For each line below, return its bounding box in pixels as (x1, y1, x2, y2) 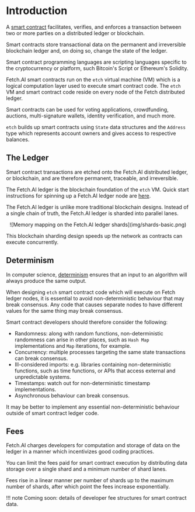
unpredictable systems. (14, 373, 71, 380)
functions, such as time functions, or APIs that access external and (14, 367, 176, 374)
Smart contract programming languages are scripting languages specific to (6, 58, 187, 65)
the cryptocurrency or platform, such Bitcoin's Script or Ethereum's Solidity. (6, 64, 189, 71)
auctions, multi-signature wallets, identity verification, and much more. (6, 112, 176, 119)
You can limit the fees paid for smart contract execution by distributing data (6, 459, 188, 466)
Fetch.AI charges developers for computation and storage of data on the (6, 442, 180, 449)
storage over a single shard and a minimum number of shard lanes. (6, 466, 168, 473)
